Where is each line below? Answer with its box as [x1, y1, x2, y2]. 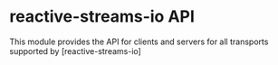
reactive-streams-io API [9, 6, 195, 27]
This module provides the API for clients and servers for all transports [9, 36, 269, 47]
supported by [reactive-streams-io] [9, 45, 142, 56]
